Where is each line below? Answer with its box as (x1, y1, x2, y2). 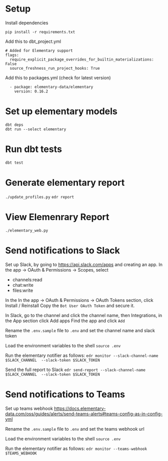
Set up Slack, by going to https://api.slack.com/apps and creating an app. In (5, 261, 162, 268)
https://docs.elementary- (54, 405, 106, 412)
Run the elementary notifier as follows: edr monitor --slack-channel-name (5, 352, 158, 358)
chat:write (12, 282, 34, 288)
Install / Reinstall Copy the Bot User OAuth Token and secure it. (5, 302, 135, 309)
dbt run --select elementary (5, 127, 66, 132)
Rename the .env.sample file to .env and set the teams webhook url (5, 426, 145, 432)
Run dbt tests (5, 143, 62, 155)
